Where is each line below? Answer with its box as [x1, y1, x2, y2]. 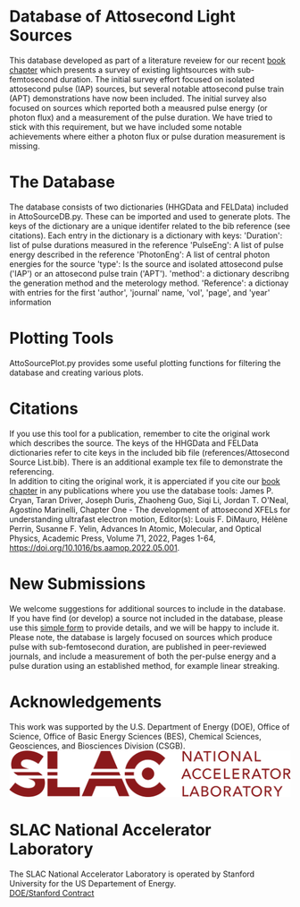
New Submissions [9, 573, 146, 594]
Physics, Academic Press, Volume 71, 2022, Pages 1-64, [9, 533, 216, 543]
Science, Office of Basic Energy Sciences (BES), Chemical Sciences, [9, 731, 262, 741]
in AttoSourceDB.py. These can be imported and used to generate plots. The [9, 210, 291, 221]
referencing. [9, 466, 54, 476]
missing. [9, 141, 40, 151]
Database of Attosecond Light [9, 6, 237, 27]
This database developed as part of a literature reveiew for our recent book [9, 55, 286, 65]
